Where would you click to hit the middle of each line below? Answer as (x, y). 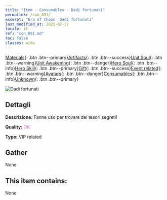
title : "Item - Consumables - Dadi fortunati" (55, 10)
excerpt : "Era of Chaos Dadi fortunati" (50, 19)
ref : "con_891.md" (25, 34)
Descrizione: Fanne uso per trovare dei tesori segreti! (61, 117)
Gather (16, 153)
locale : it (17, 29)
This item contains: (36, 181)
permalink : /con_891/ (28, 15)
